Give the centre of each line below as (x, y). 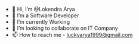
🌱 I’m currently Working (41, 22)
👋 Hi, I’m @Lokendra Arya (44, 9)
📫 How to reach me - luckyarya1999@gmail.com (72, 35)
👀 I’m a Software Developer (45, 15)
